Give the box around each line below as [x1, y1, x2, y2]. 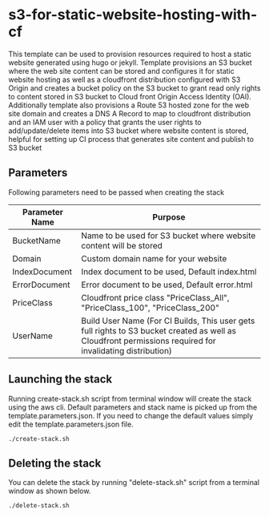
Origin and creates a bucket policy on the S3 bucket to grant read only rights [8, 83, 261, 93]
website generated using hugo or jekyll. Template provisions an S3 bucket [8, 58, 252, 67]
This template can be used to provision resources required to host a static [8, 49, 252, 59]
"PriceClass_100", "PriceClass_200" [81, 302, 220, 313]
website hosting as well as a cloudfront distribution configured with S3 [8, 75, 241, 84]
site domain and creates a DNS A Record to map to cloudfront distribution [8, 108, 251, 118]
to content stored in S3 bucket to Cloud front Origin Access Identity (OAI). [8, 91, 252, 101]
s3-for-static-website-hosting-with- [8, 6, 258, 24]
